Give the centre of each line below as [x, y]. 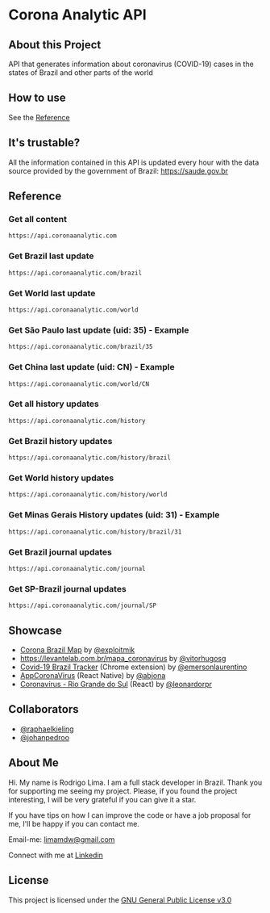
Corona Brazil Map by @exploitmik [77, 650]
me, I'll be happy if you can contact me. [74, 823]
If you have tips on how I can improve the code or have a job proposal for [130, 815]
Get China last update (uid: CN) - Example [91, 367]
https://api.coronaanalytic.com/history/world [88, 495]
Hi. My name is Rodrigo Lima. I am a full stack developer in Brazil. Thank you [135, 782]
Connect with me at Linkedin [56, 855]
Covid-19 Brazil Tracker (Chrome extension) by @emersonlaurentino [133, 667]
